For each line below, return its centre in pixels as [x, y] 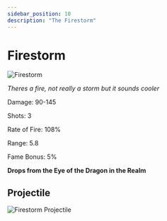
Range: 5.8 [23, 143]
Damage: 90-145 [32, 102]
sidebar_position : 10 [39, 14]
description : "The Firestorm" [52, 20]
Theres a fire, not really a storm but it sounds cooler [83, 88]
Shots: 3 [19, 116]
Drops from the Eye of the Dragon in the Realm [77, 171]
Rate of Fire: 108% [34, 130]
